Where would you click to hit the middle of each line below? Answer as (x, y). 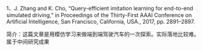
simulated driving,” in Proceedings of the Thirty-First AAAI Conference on (99, 15)
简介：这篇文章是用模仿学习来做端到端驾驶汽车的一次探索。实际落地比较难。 (103, 34)
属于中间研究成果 (28, 42)
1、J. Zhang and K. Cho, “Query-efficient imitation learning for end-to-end (100, 8)
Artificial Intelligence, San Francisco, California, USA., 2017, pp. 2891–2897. (101, 22)
